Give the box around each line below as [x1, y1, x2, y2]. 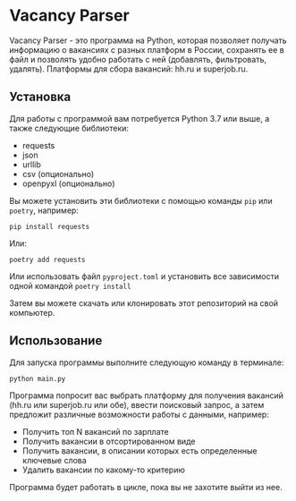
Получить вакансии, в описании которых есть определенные [21, 445, 258, 456]
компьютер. [9, 307, 55, 318]
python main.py [9, 374, 66, 383]
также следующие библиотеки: [9, 123, 130, 133]
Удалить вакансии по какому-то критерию [21, 464, 185, 475]
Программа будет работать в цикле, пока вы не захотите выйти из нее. [9, 481, 283, 492]
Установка [9, 89, 72, 105]
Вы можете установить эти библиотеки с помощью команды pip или [9, 195, 273, 206]
